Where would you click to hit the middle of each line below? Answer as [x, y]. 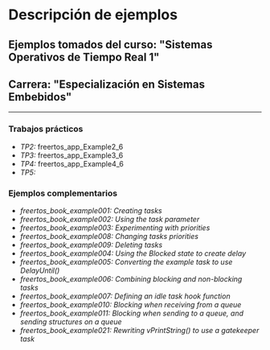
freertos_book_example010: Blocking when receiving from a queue [131, 304]
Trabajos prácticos [46, 129]
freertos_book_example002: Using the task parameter [110, 219]
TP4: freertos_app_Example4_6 [72, 163]
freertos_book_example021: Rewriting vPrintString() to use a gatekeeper [139, 330]
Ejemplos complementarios [63, 193]
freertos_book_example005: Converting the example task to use [126, 261]
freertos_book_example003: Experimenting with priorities [115, 228]
